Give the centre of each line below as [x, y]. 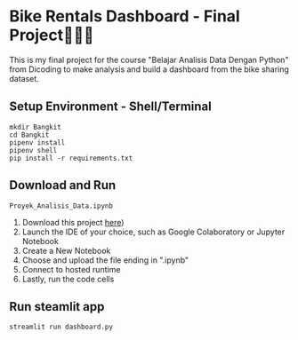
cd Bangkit [29, 135]
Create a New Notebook [66, 250]
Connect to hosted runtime [71, 269]
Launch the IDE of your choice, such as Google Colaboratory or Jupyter [153, 232]
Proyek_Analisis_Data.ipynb [61, 206]
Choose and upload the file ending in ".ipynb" [105, 260]
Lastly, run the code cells [68, 279]
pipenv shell [33, 150]
